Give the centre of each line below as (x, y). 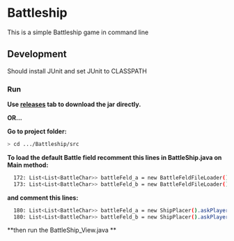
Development (37, 54)
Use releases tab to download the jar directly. (74, 104)
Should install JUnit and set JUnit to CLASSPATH (77, 71)
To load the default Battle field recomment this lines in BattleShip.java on (115, 157)
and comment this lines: (43, 198)
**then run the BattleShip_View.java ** (62, 230)
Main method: (28, 165)
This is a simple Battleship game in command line (78, 32)
